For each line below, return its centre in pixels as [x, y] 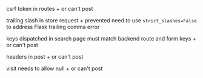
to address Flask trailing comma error [53, 27]
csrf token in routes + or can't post [50, 9]
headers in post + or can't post [45, 57]
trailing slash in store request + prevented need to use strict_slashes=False [101, 20]
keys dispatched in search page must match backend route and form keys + [101, 38]
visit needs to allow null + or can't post [55, 68]
